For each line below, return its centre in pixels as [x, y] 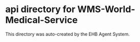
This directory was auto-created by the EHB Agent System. [68, 34]
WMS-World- [106, 9]
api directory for [40, 9]
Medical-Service [42, 20]
